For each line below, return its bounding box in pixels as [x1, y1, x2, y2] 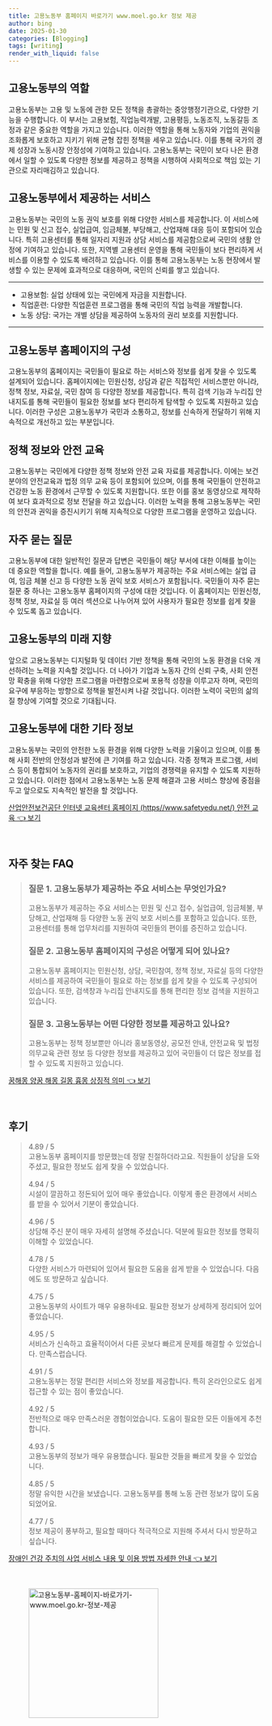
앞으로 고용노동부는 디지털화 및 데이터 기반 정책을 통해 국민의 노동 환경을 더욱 [8, 655, 253, 665]
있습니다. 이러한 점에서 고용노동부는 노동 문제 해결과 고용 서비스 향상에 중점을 [16, 775, 261, 785]
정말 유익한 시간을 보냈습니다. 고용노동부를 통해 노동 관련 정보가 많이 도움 [28, 1488, 260, 1498]
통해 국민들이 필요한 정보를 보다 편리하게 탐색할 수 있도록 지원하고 [36, 397, 244, 407]
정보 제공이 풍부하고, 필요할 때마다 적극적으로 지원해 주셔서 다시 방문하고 [28, 1526, 257, 1536]
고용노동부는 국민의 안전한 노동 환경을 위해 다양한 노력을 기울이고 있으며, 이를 [8, 744, 253, 754]
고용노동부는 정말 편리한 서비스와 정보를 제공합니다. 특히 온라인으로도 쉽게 [28, 1376, 262, 1386]
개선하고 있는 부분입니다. [36, 417, 115, 427]
